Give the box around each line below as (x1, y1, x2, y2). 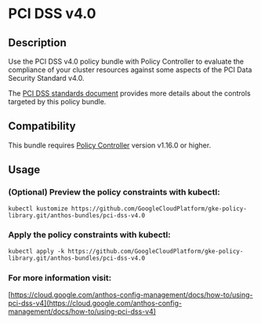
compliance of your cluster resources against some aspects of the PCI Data (8, 65, 252, 75)
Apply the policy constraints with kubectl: (8, 229, 171, 240)
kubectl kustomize (8, 205, 68, 213)
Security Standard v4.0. (8, 74, 85, 82)
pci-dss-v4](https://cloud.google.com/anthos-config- (8, 299, 183, 308)
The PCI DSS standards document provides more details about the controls (8, 89, 251, 98)
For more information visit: (8, 272, 112, 283)
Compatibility (8, 119, 76, 133)
